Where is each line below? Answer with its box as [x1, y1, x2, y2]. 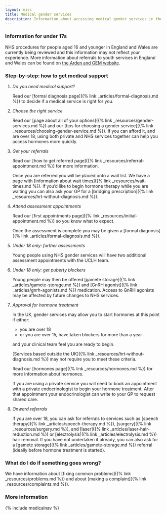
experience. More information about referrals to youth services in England [5, 54, 156, 60]
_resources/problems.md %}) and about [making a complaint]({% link [5, 476, 147, 482]
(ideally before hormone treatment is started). [12, 447, 105, 453]
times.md [12, 183, 32, 189]
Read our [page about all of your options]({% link [12, 117, 113, 123]
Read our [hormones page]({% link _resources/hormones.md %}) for [12, 365, 153, 371]
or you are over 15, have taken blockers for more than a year [19, 331, 142, 337]
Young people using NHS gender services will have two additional [12, 252, 147, 258]
